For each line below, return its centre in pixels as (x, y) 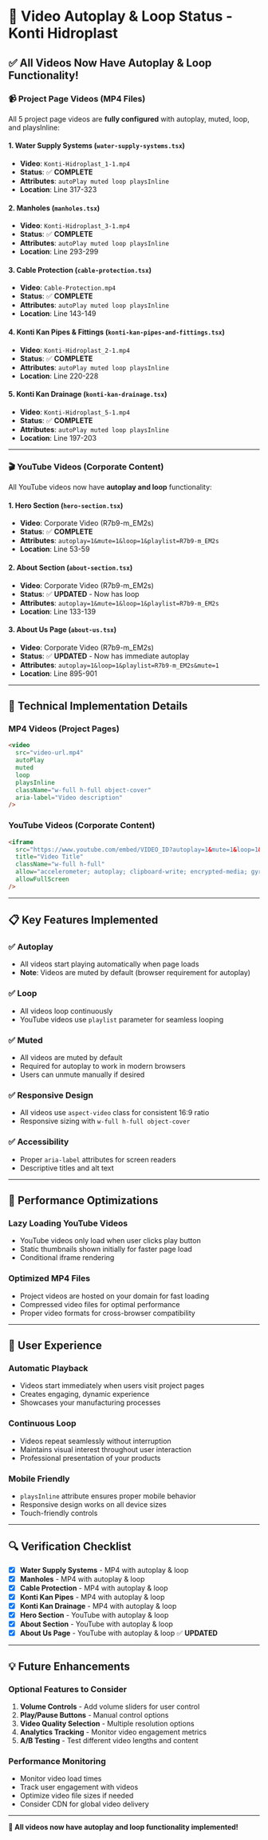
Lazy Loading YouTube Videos (68, 1223)
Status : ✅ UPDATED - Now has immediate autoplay (104, 656)
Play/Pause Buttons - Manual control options (94, 1714)
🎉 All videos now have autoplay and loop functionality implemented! (124, 1827)
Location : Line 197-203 (58, 438)
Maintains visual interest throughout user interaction (105, 1449)
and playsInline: (34, 127)
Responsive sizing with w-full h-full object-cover (105, 1121)
